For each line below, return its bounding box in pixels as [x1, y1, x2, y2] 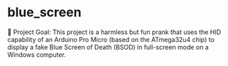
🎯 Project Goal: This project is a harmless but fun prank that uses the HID [7, 28, 222, 36]
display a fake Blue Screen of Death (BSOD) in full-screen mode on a [7, 43, 210, 51]
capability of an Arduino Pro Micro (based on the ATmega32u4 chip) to [7, 35, 215, 43]
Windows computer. [7, 50, 66, 59]
